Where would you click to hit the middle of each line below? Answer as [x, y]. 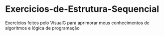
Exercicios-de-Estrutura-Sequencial [82, 9]
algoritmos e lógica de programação [42, 28]
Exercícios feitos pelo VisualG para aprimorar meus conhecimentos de [77, 23]
